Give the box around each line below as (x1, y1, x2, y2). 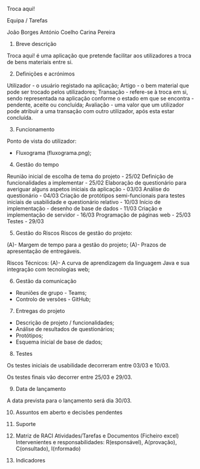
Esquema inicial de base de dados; (15, 338, 103, 346)
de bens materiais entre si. (7, 59, 73, 65)
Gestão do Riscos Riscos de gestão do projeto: (15, 229, 132, 237)
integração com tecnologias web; (7, 266, 90, 273)
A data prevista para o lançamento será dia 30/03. (7, 397, 132, 404)
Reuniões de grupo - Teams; (15, 289, 87, 296)
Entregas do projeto (15, 307, 65, 314)
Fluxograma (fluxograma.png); (15, 149, 92, 156)
